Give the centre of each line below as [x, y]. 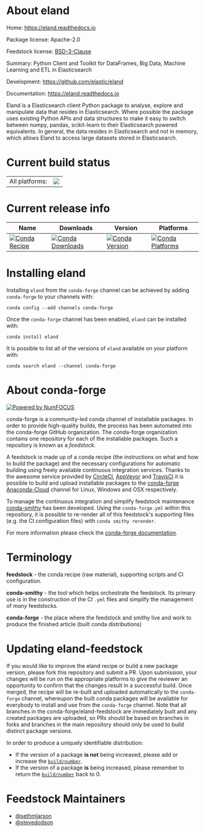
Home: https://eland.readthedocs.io [51, 28]
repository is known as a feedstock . [51, 445]
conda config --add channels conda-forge [60, 308]
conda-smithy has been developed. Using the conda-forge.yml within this [99, 508]
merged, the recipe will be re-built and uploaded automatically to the [92, 692]
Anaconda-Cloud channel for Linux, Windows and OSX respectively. [92, 489]
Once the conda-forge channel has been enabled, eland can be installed [97, 319]
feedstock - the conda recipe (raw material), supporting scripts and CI [95, 574]
